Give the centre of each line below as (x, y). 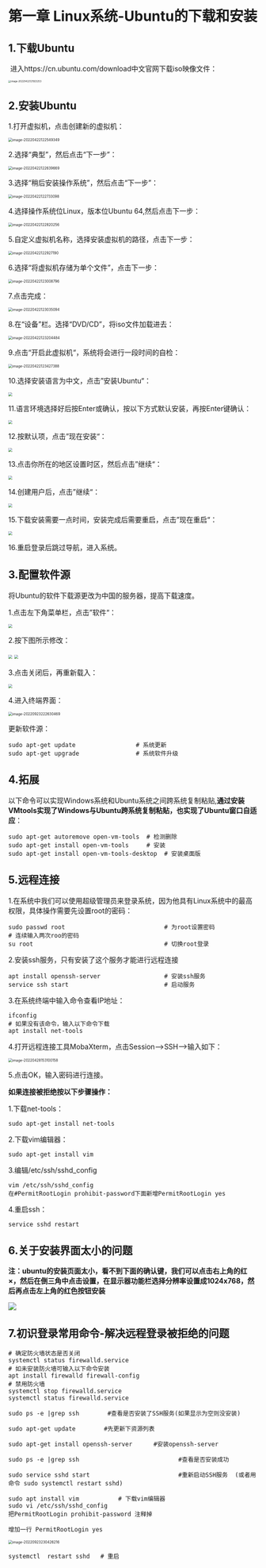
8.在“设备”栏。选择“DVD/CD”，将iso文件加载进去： (91, 324)
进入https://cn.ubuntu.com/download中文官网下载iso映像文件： (114, 69)
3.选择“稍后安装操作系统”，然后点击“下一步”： (84, 183)
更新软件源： (29, 728)
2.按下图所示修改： (39, 640)
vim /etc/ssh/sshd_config (51, 1185)
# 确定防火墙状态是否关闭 (44, 1354)
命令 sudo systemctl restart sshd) (66, 1484)
